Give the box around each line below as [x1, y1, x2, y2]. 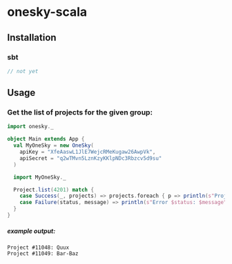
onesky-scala [7, 4, 88, 20]
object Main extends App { [7, 136, 85, 143]
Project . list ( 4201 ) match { [13, 186, 95, 193]
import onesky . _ [7, 123, 54, 130]
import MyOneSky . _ [13, 174, 67, 181]
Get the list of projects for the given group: [7, 108, 153, 117]
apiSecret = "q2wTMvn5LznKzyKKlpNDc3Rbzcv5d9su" [19, 154, 162, 162]
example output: [7, 227, 56, 235]
